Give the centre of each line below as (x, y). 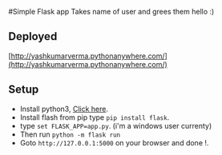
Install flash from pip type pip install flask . (95, 117)
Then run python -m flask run (70, 134)
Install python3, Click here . (64, 109)
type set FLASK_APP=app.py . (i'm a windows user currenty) (116, 125)
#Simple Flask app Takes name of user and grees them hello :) (111, 12)
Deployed (33, 36)
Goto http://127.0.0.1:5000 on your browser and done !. (114, 142)
